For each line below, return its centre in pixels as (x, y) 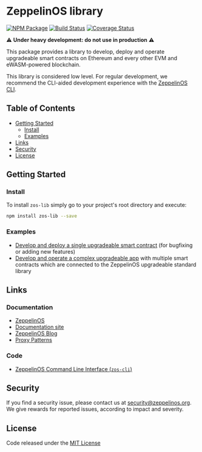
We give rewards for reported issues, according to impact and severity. (95, 409)
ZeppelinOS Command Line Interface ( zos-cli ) (73, 369)
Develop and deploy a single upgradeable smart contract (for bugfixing (104, 245)
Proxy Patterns (34, 340)
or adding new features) (45, 251)
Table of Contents (41, 109)
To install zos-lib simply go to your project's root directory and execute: (96, 205)
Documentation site (39, 327)
